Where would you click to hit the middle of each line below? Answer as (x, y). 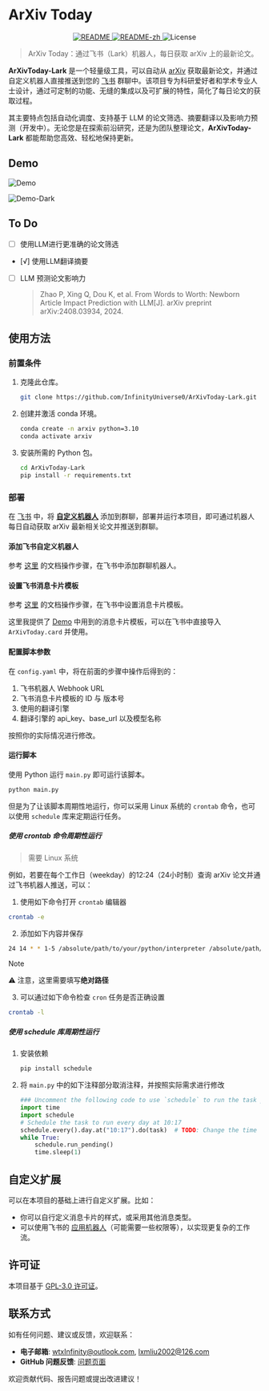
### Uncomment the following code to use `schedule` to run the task (139, 1101)
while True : (40, 1138)
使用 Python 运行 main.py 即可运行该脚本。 (79, 774)
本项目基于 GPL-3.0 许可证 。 (55, 1286)
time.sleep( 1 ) (58, 1153)
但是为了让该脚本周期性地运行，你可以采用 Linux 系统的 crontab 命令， (125, 806)
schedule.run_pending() (74, 1145)
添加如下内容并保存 (52, 933)
